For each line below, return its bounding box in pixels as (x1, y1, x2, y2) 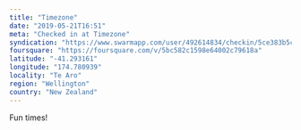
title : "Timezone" (9, 12, 78, 22)
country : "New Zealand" (9, 87, 99, 96)
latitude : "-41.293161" (9, 54, 99, 63)
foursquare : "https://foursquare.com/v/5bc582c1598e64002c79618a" (9, 46, 262, 55)
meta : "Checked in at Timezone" (9, 29, 130, 38)
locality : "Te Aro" (9, 71, 82, 80)
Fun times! (9, 112, 48, 123)
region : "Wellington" (9, 79, 90, 88)
